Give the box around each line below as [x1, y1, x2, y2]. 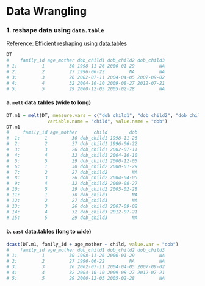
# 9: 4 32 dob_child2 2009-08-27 [6, 181, 138, 187]
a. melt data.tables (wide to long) [6, 99, 92, 106]
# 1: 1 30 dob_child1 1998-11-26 [6, 135, 138, 141]
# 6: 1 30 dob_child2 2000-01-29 [6, 163, 138, 170]
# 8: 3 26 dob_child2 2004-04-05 [6, 175, 138, 181]
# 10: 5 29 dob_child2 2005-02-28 [6, 186, 138, 193]
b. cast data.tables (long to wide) [6, 227, 92, 235]
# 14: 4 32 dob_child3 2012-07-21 [6, 209, 138, 215]
